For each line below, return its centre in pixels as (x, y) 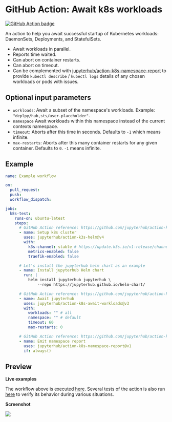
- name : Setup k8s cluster (48, 233)
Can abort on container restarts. (47, 59)
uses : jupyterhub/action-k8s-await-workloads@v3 (77, 303)
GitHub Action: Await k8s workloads (84, 9)
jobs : (11, 208)
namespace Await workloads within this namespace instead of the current (89, 121)
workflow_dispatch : (31, 200)
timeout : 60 (41, 323)
